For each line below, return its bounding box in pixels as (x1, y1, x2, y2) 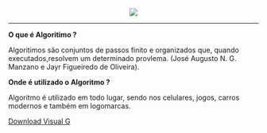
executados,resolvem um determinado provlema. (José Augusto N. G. (8, 54, 237, 63)
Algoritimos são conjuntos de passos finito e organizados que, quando (8, 45, 240, 55)
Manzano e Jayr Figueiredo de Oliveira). (8, 63, 140, 71)
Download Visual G (8, 116, 71, 126)
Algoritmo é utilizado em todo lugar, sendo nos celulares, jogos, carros (8, 93, 240, 102)
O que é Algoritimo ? (8, 30, 77, 39)
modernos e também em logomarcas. (8, 101, 131, 110)
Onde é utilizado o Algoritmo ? (8, 78, 110, 86)
